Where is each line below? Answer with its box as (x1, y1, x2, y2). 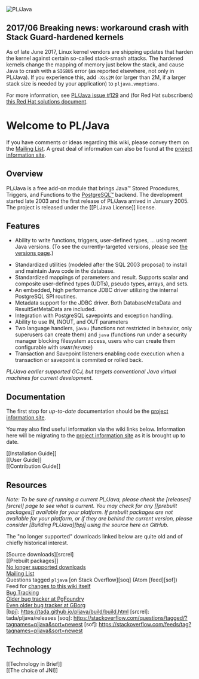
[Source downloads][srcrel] (6, 551, 74, 558)
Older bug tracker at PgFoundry (6, 595, 85, 602)
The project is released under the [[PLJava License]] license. (6, 203, 157, 211)
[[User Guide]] (6, 456, 42, 464)
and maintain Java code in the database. (14, 267, 115, 275)
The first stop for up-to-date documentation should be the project (6, 407, 169, 415)
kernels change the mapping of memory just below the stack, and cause (6, 60, 184, 68)
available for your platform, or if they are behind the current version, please (6, 515, 192, 522)
